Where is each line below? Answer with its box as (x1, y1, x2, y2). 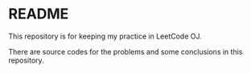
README (8, 5, 69, 23)
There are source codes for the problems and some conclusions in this (8, 47, 243, 56)
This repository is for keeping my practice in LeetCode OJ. (8, 31, 203, 41)
